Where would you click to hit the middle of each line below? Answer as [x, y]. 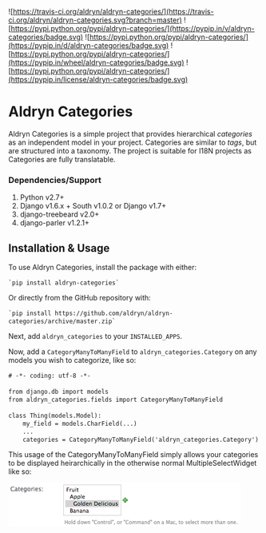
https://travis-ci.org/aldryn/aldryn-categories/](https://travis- [113, 12]
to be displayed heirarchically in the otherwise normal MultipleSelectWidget [133, 463]
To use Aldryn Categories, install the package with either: [103, 268]
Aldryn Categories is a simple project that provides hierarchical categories [131, 133]
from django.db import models [59, 392]
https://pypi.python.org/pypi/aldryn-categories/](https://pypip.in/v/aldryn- [133, 28]
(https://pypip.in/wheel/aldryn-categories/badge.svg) [97, 62]
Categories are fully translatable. [62, 159]
